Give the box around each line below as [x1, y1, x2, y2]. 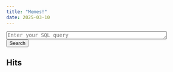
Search [9, 40, 26, 46]
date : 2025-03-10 [6, 14, 50, 20]
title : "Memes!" [6, 8, 47, 15]
